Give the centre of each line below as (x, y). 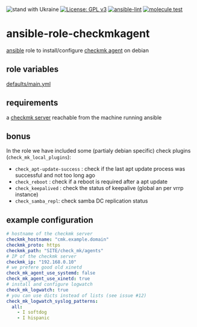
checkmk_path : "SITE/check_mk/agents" (55, 250)
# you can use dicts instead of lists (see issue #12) (77, 296)
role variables (33, 69)
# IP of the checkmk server (42, 256)
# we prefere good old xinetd (44, 268)
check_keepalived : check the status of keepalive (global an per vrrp (99, 188)
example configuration (50, 220)
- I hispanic (33, 318)
